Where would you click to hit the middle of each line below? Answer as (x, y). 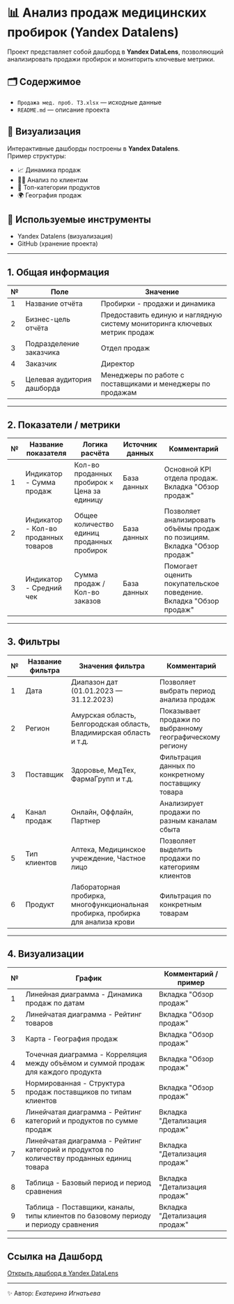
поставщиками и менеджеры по (156, 384)
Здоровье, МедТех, (103, 770)
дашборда (43, 389)
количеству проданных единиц (78, 1158)
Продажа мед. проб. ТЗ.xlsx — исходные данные (89, 102)
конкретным (181, 904)
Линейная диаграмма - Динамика (84, 994)
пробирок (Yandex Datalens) (93, 32)
